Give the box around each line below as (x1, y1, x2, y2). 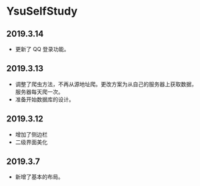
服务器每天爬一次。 (15, 88, 64, 95)
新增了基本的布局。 (15, 173, 64, 181)
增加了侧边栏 (15, 131, 48, 138)
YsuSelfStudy (6, 4, 78, 18)
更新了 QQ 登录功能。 (15, 46, 70, 52)
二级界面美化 (15, 138, 48, 146)
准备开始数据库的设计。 (15, 96, 74, 103)
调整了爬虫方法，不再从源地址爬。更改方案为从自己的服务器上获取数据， (15, 80, 197, 88)
